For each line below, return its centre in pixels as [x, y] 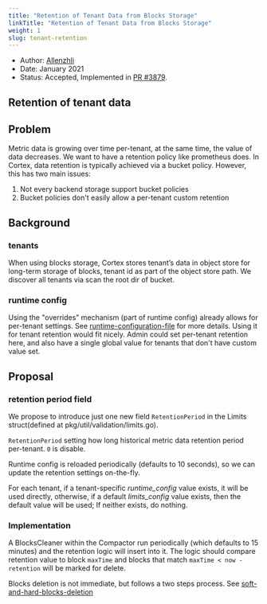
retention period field [50, 399]
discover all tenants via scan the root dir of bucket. [92, 280]
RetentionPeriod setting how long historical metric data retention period [126, 440]
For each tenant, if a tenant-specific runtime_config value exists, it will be [128, 488]
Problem [30, 129]
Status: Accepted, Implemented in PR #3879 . [93, 77]
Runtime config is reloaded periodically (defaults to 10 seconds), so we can [132, 464]
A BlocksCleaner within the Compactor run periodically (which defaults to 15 [133, 543]
